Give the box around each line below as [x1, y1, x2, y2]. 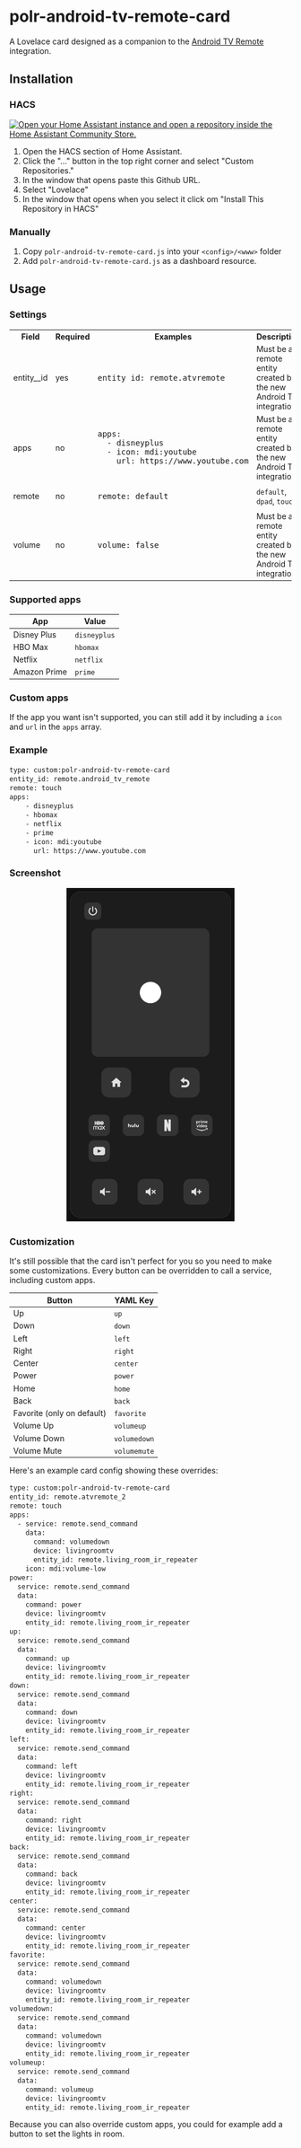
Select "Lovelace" [21, 184, 90, 195]
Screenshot [9, 867, 61, 879]
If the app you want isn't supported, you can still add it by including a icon [9, 712, 282, 723]
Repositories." [21, 164, 74, 176]
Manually [9, 225, 51, 238]
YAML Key [114, 1295, 154, 1306]
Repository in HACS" [21, 203, 99, 214]
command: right [25, 1816, 82, 1825]
